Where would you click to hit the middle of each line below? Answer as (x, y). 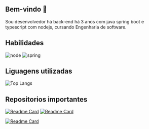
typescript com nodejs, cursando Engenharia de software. (66, 27)
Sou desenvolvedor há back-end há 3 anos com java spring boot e (75, 21)
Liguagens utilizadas (39, 71)
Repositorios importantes (46, 99)
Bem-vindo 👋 (26, 9)
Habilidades (25, 43)
